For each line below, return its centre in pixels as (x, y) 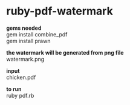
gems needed (24, 28)
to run (14, 89)
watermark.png (25, 59)
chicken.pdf (21, 77)
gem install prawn (28, 41)
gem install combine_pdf (37, 34)
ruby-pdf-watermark (60, 11)
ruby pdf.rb (20, 95)
